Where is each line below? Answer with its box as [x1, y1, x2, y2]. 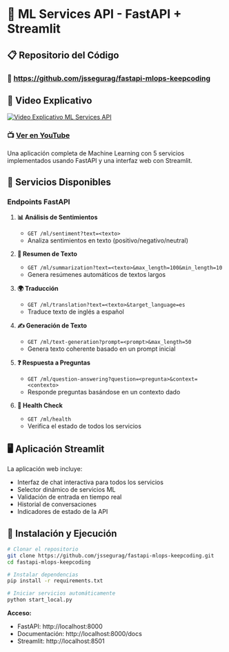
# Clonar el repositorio [7, 546, 79, 553]
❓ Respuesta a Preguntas [17, 358, 91, 367]
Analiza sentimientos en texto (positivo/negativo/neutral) [27, 236, 188, 245]
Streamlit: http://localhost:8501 [17, 637, 105, 645]
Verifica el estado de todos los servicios [27, 422, 141, 430]
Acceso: [7, 609, 32, 617]
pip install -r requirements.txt [7, 577, 103, 584]
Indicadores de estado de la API [17, 508, 108, 516]
